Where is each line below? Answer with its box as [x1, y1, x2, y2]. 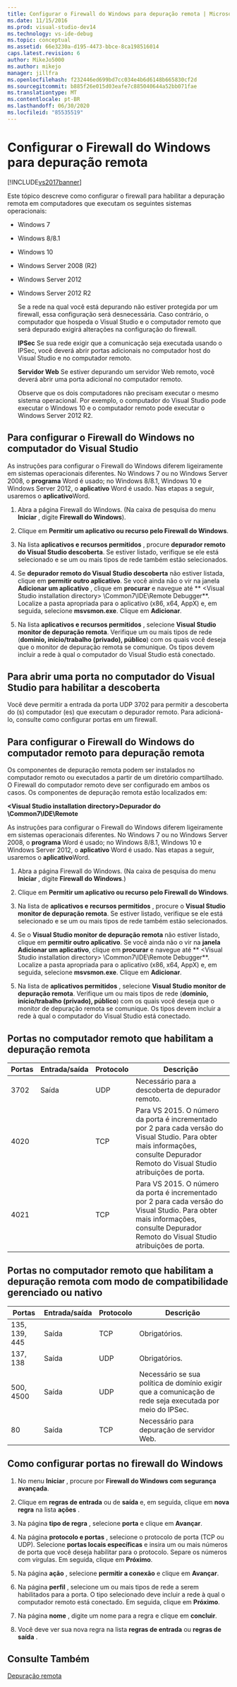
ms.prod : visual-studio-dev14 [7, 23, 97, 30]
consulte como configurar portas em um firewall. [16, 716, 158, 724]
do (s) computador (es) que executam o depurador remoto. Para [7, 708, 195, 716]
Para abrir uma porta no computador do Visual [7, 670, 215, 682]
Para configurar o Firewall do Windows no [7, 432, 195, 444]
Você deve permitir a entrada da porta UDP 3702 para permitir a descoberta [7, 701, 229, 709]
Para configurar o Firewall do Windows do [7, 736, 195, 748]
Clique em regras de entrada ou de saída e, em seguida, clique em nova [17, 1498, 229, 1506]
